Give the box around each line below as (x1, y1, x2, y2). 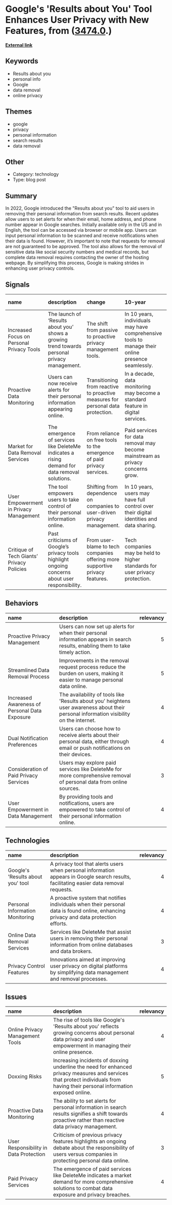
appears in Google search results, (50, 873, 132, 880)
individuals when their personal (50, 900, 125, 907)
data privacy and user (53, 1036, 106, 1043)
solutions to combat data (53, 1185, 113, 1192)
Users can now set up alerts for (59, 623, 135, 630)
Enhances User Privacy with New (5, 14, 149, 26)
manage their (124, 343, 157, 349)
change (87, 299, 106, 306)
